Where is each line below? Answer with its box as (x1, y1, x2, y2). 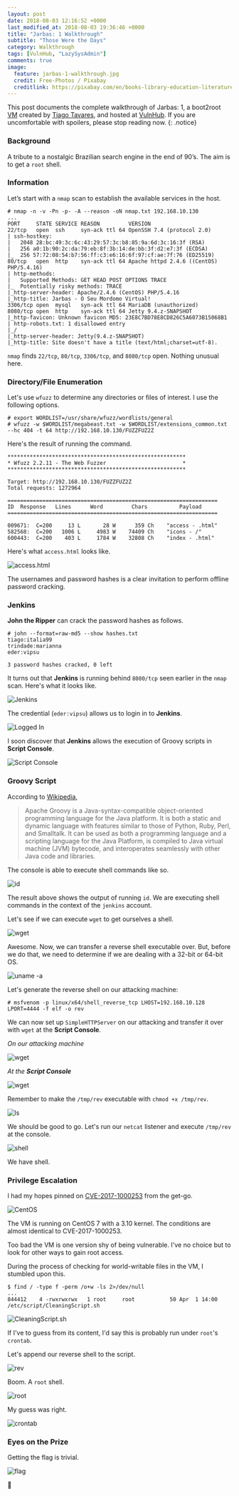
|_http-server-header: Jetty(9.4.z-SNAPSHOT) (7, 333, 144, 340)
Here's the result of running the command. (7, 440, 132, 448)
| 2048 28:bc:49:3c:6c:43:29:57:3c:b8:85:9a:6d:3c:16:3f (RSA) (7, 239, 205, 246)
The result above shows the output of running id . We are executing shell (7, 893, 220, 902)
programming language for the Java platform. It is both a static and (24, 813, 221, 822)
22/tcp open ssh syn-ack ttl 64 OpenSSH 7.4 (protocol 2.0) (7, 226, 212, 234)
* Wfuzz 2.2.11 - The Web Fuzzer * (7, 460, 186, 467)
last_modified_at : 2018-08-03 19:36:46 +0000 (7, 24, 144, 31)
